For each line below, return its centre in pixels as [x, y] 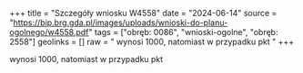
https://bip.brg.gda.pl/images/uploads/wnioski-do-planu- [121, 23]
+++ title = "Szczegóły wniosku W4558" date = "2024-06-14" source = [143, 13]
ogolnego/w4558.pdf [49, 32]
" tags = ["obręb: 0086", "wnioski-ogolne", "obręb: [183, 32]
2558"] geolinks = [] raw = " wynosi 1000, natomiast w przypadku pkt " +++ [151, 41]
